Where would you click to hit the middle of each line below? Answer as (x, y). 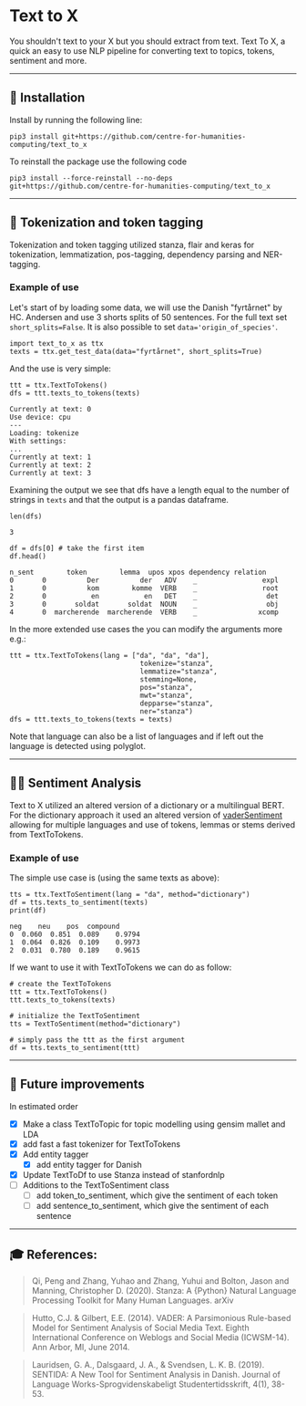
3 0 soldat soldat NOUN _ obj (144, 604)
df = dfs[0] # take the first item (77, 548)
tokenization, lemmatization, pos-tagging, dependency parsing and (135, 254)
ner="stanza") (167, 711)
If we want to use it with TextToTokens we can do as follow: (121, 967)
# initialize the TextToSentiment (75, 1015)
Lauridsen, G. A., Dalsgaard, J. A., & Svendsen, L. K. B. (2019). (148, 1365)
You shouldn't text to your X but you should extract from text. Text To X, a (148, 41)
